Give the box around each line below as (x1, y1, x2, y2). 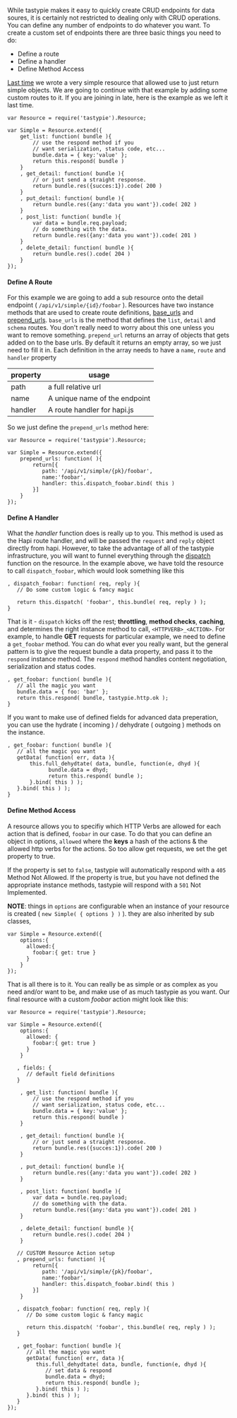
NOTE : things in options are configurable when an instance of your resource (7, 902, 229, 910)
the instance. (7, 728, 45, 737)
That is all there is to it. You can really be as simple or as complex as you (7, 979, 218, 988)
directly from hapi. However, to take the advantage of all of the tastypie (7, 544, 214, 553)
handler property (7, 353, 57, 362)
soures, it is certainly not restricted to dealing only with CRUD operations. (7, 13, 221, 22)
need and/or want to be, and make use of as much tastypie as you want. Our (7, 987, 230, 996)
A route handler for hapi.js (48, 405, 134, 415)
